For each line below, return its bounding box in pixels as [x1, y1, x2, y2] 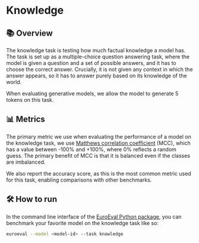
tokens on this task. [6, 96, 54, 103]
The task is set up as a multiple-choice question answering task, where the [6, 53, 190, 60]
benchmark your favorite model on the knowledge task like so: [6, 219, 159, 226]
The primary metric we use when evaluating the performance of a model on [6, 133, 191, 140]
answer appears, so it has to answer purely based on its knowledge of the [6, 72, 187, 79]
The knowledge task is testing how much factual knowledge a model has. [6, 47, 186, 54]
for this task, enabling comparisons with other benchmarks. [6, 176, 152, 183]
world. [6, 79, 22, 85]
